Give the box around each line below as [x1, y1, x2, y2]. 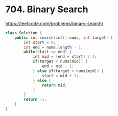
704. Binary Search [5, 4, 88, 15]
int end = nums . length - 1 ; [23, 44, 83, 50]
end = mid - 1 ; [41, 64, 74, 69]
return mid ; [41, 83, 67, 88]
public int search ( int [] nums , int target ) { [14, 35, 113, 40]
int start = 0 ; [23, 40, 56, 45]
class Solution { [5, 30, 42, 35]
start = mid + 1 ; [41, 73, 79, 78]
